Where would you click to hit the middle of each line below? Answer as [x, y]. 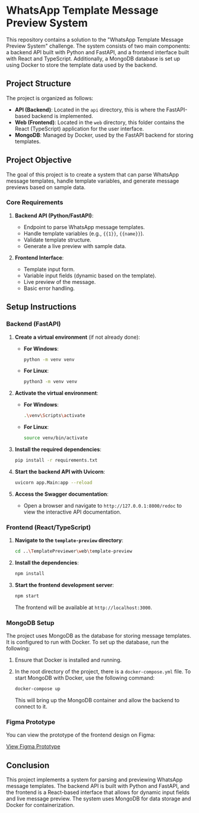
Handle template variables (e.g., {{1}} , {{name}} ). [84, 233]
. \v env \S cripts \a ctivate [54, 416]
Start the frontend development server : [64, 585]
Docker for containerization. [40, 805]
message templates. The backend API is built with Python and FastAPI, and [98, 786]
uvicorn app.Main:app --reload [53, 483]
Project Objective [39, 160]
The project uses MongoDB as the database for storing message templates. [99, 636]
